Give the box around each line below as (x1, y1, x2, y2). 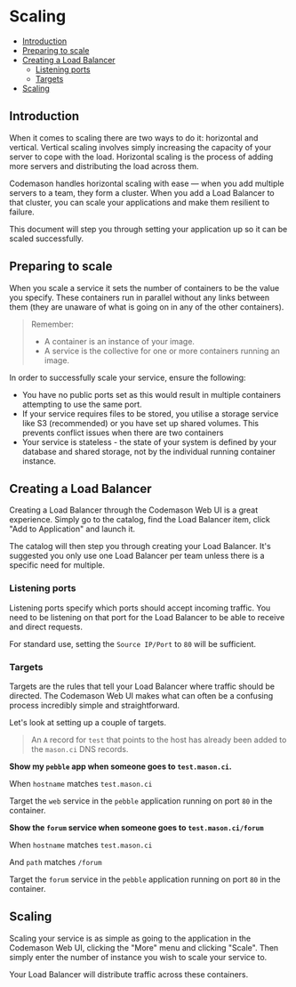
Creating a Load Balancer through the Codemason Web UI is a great (9, 505, 259, 515)
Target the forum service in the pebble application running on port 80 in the (9, 874, 281, 885)
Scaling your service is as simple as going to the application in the (9, 933, 252, 943)
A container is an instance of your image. (44, 336, 196, 346)
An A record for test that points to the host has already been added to (30, 734, 287, 745)
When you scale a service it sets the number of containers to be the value (9, 282, 280, 293)
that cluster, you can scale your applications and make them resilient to (9, 197, 269, 207)
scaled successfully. (9, 233, 84, 244)
